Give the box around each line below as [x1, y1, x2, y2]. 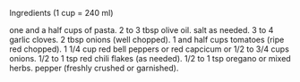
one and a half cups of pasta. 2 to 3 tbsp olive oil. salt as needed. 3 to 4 [9, 25, 274, 35]
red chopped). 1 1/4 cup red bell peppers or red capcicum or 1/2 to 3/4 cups [9, 44, 289, 54]
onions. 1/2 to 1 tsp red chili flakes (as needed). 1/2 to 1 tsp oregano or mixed [9, 53, 291, 63]
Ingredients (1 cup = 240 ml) [9, 8, 114, 18]
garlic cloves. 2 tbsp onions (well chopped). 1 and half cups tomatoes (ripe [9, 35, 285, 45]
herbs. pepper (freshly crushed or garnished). [9, 62, 179, 73]
